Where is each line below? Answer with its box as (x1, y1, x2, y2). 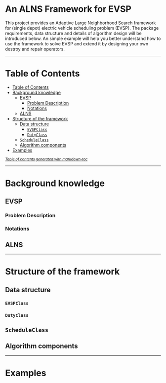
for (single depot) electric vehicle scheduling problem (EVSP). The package (5, 25, 159, 31)
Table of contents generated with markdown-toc (5, 156, 88, 161)
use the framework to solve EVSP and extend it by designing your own (5, 40, 149, 46)
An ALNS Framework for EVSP (5, 3, 132, 15)
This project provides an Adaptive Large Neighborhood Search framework (5, 20, 156, 26)
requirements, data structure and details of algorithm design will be (5, 30, 142, 36)
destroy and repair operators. (5, 46, 65, 52)
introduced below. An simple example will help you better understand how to (5, 36, 161, 41)
